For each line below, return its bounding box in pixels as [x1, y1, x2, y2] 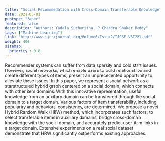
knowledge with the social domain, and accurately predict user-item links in [5, 119, 158, 126]
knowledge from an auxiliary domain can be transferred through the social [5, 93, 156, 99]
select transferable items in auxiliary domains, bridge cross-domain [5, 114, 141, 120]
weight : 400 [5, 39, 29, 44]
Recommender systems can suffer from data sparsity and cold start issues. [5, 62, 157, 68]
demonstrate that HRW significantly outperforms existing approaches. [5, 130, 147, 136]
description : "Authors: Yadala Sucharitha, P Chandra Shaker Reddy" [5, 26, 148, 31]
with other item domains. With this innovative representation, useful [5, 88, 142, 94]
